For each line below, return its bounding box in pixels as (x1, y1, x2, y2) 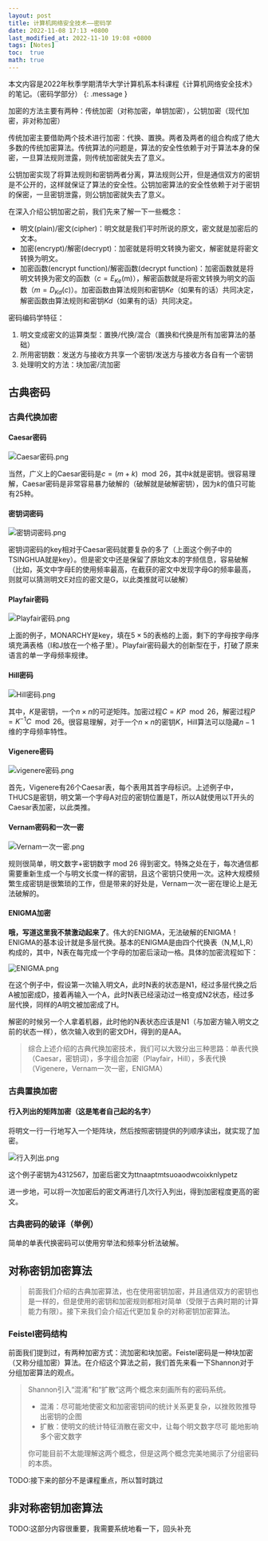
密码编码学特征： (8, 313, 65, 323)
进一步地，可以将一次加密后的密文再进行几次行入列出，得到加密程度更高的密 (8, 1186, 260, 1196)
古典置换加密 (8, 1086, 58, 1097)
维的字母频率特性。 (8, 727, 72, 736)
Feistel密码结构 (8, 1329, 68, 1340)
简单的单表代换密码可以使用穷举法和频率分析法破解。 (8, 1238, 183, 1248)
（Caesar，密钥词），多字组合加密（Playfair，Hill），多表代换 (27, 1054, 227, 1063)
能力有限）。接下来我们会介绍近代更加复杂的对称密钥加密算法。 (27, 1306, 235, 1316)
